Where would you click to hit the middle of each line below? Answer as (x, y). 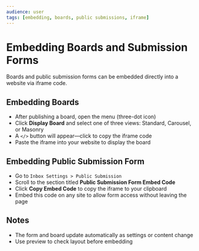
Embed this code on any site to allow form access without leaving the (101, 195)
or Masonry (29, 130)
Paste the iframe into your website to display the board (83, 142)
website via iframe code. (37, 83)
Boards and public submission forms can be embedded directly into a (92, 77)
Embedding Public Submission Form (75, 161)
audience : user (25, 12)
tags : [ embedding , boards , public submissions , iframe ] (78, 17)
